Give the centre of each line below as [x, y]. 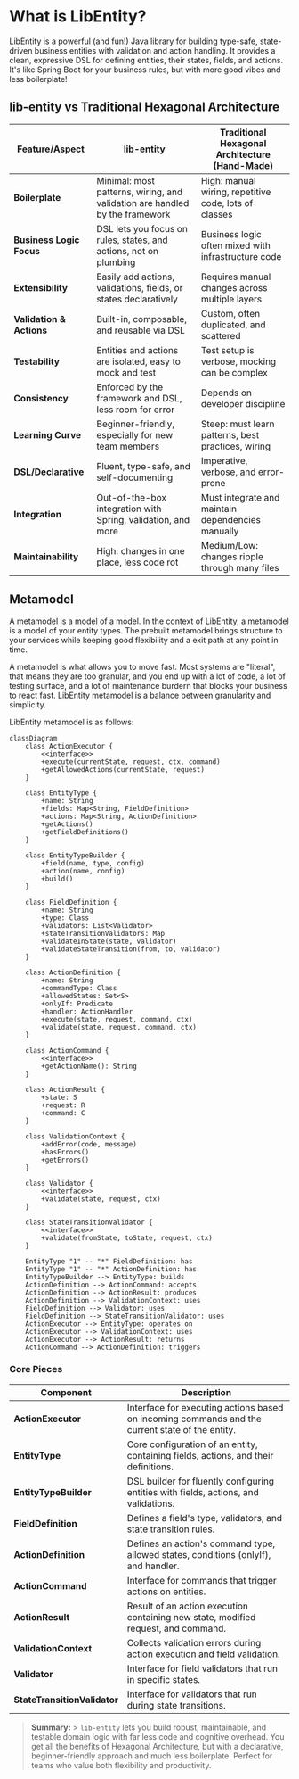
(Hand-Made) [243, 165]
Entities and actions [137, 350]
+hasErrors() [65, 1152]
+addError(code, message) [89, 1144]
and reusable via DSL [141, 330]
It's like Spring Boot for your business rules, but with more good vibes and [145, 70]
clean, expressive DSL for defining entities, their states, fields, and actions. [146, 60]
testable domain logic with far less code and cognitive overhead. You [158, 1736]
